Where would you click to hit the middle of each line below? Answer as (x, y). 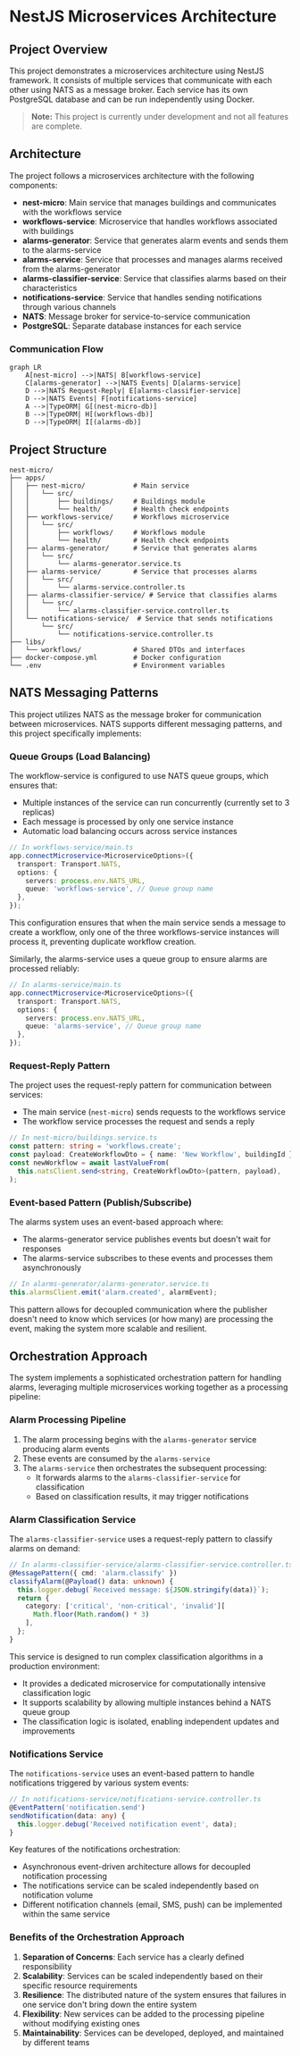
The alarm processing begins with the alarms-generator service (139, 1439)
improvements (49, 1731)
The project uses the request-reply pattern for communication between (141, 1085)
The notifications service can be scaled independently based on (140, 1885)
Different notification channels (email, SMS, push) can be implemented (152, 1905)
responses (42, 1249)
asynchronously (52, 1267)
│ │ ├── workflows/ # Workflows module (107, 532)
